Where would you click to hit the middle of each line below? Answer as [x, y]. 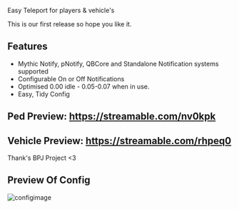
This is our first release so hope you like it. [70, 24]
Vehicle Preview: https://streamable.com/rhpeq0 [119, 141]
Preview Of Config [49, 180]
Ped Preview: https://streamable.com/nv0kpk [112, 117]
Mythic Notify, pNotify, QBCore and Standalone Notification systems [118, 63]
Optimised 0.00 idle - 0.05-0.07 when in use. [83, 86]
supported [33, 71]
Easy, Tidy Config [44, 94]
